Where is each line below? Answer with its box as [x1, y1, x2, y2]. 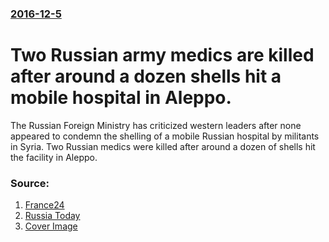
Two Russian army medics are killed [10, 44, 315, 67]
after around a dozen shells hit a [10, 65, 282, 88]
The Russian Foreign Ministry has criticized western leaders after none [10, 119, 302, 131]
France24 [24, 199, 65, 211]
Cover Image [24, 220, 78, 232]
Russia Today [24, 210, 81, 222]
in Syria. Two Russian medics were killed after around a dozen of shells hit [10, 140, 316, 152]
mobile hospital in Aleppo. [10, 87, 232, 109]
